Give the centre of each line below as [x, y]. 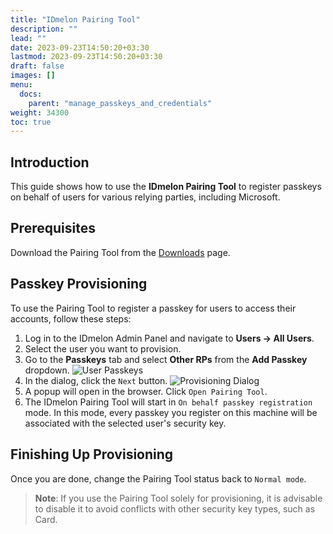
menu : [21, 85]
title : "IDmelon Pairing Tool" [75, 19]
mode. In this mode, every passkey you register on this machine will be [171, 412]
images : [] [33, 76]
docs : [31, 94]
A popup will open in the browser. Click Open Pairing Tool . [146, 391]
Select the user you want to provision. [103, 348]
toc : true [31, 122]
